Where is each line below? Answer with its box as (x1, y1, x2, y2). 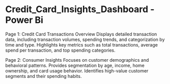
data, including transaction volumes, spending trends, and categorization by (5, 36, 165, 43)
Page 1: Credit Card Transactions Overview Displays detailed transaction (5, 31, 157, 37)
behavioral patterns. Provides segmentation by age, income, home (5, 62, 145, 68)
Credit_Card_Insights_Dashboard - (5, 4, 155, 15)
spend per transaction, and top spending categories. (5, 47, 116, 53)
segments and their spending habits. (5, 73, 82, 79)
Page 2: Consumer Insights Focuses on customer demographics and (5, 57, 149, 63)
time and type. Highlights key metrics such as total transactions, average (5, 41, 158, 48)
